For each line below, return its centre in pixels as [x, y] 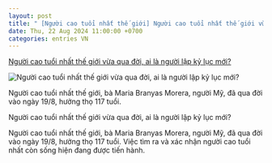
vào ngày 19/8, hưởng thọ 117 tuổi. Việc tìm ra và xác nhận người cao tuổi [130, 142]
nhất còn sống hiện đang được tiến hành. [77, 150]
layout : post [30, 16]
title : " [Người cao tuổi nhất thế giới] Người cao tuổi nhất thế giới [132, 24]
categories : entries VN [49, 39]
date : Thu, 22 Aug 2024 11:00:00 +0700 [76, 31]
